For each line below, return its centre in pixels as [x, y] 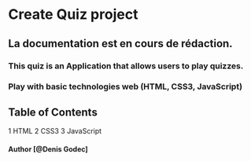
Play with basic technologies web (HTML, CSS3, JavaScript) [125, 86]
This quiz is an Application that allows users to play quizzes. [126, 66]
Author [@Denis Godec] [48, 149]
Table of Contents [53, 112]
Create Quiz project [73, 15]
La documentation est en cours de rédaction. [121, 44]
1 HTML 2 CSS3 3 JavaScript [55, 131]
